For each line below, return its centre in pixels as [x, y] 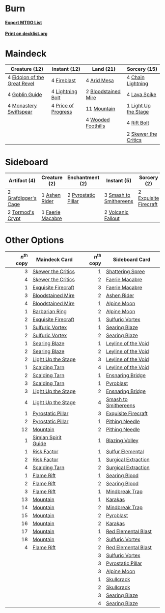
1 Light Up [139, 106]
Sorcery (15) [142, 69]
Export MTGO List [24, 22]
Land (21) [104, 69]
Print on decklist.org [26, 34]
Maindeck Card [54, 260]
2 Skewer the [142, 134]
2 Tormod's [21, 212]
